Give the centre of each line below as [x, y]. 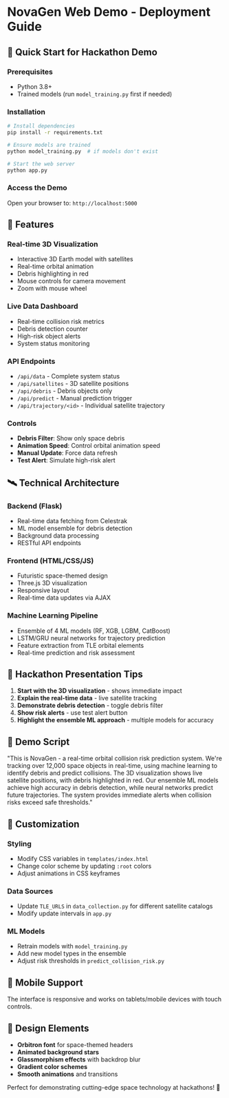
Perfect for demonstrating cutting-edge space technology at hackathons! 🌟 [114, 1088]
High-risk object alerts [49, 336]
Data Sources [30, 891]
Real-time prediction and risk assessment [76, 653]
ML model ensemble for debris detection [75, 528]
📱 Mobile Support [45, 983]
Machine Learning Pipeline [53, 616]
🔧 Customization [43, 824]
